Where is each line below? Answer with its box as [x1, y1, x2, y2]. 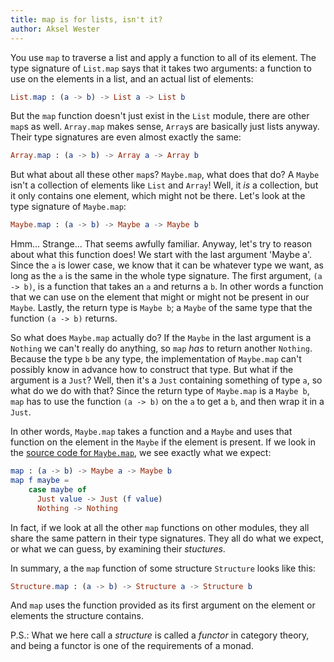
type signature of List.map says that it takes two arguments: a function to [10, 62, 312, 74]
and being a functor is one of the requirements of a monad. [10, 640, 254, 652]
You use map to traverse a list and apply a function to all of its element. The [10, 51, 317, 63]
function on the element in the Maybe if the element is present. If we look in [10, 436, 317, 448]
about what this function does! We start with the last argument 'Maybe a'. [10, 249, 312, 261]
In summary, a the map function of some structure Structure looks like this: [10, 562, 316, 574]
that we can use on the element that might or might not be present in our [10, 291, 310, 303]
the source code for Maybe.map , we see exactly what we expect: [10, 447, 272, 459]
